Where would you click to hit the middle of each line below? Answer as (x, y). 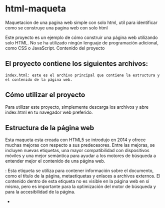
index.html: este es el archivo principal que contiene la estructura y (82, 75)
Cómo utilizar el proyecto (45, 95)
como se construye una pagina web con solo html (56, 27)
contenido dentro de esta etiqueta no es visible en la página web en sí (77, 181)
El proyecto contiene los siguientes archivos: (77, 64)
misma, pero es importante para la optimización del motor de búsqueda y (81, 187)
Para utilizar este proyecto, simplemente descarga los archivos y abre (77, 107)
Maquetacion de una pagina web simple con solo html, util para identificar (81, 22)
